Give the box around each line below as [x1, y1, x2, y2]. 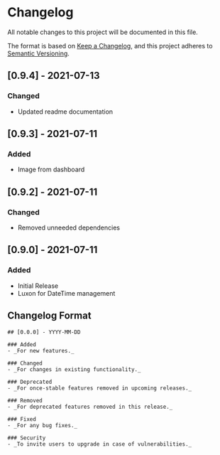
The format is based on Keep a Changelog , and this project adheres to [7, 41, 213, 50]
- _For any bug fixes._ [7, 422, 78, 429]
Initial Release [17, 282, 59, 290]
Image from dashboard [17, 165, 85, 174]
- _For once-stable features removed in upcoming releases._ [7, 385, 192, 392]
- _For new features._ [7, 347, 75, 354]
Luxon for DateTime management [17, 289, 116, 297]
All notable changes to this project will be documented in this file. [7, 28, 199, 36]
